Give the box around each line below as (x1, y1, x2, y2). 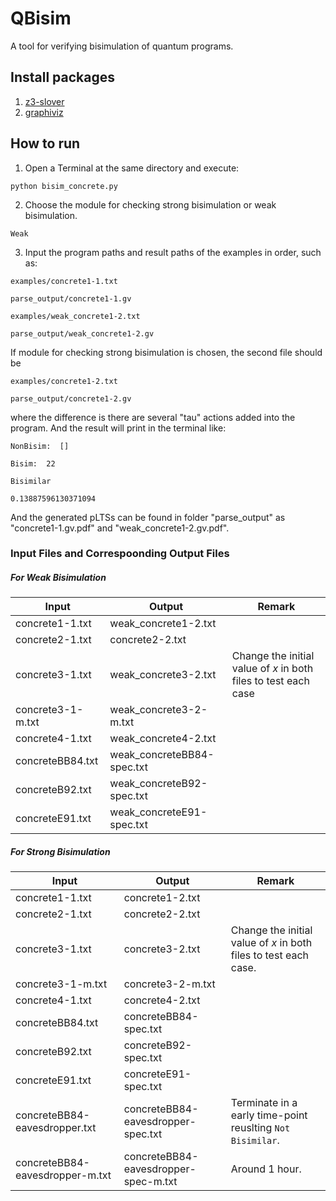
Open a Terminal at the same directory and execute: (24, 162, 240, 174)
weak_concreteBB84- (109, 748, 215, 762)
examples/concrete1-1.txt (10, 276, 118, 286)
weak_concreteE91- (109, 805, 208, 819)
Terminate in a (230, 1096, 298, 1110)
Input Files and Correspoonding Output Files (10, 547, 230, 561)
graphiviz (24, 106, 64, 118)
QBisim (10, 7, 72, 30)
